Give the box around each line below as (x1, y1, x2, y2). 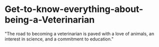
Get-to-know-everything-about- (5, 3, 143, 15)
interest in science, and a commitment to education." (5, 36, 114, 42)
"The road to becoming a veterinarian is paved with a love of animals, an (5, 30, 154, 36)
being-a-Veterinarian (5, 14, 95, 25)
